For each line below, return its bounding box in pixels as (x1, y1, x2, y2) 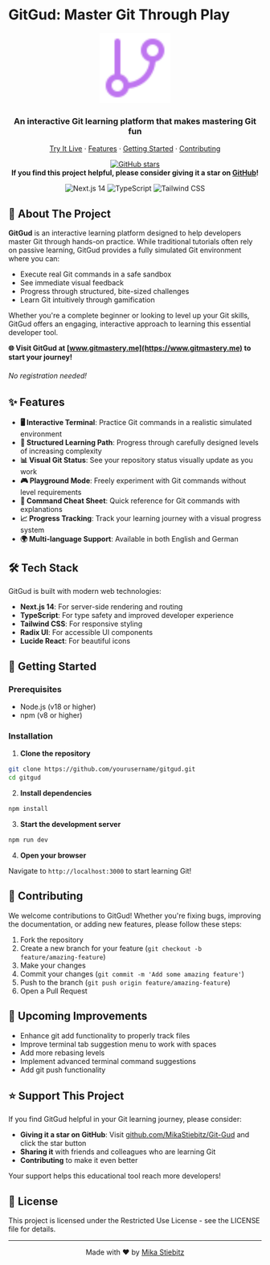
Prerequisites (8, 683, 62, 694)
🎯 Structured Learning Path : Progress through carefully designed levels (19, 437, 259, 447)
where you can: (8, 254, 60, 264)
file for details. (8, 1224, 56, 1234)
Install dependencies (19, 788, 92, 798)
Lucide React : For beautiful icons (19, 637, 131, 646)
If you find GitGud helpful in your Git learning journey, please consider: (8, 1115, 243, 1124)
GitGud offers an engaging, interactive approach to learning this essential (8, 319, 252, 329)
